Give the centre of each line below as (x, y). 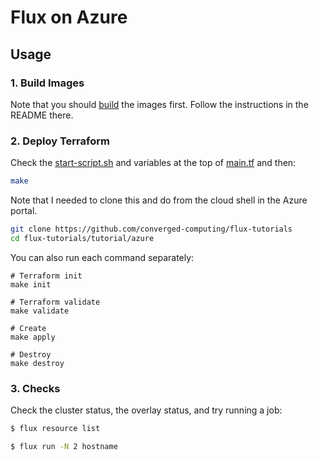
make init (31, 284)
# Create (28, 328)
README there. (42, 115)
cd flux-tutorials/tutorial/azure (82, 238)
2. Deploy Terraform (60, 141)
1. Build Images (47, 83)
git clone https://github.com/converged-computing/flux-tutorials (151, 229)
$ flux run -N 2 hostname (64, 446)
